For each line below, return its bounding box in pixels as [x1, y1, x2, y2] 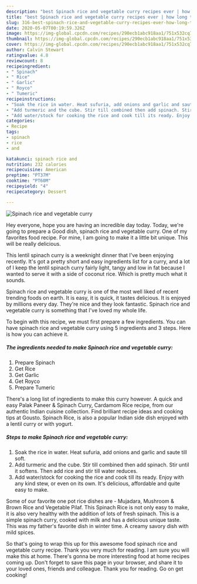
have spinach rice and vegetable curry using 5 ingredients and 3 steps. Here [6, 324, 191, 331]
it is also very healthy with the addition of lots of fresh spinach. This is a [6, 510, 179, 517]
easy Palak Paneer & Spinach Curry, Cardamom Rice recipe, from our [6, 401, 174, 409]
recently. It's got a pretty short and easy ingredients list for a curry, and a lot [6, 258, 191, 265]
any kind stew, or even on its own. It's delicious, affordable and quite [14, 480, 181, 487]
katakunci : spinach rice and [6, 156, 77, 162]
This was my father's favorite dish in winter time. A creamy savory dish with [6, 522, 189, 529]
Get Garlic [14, 371, 39, 378]
